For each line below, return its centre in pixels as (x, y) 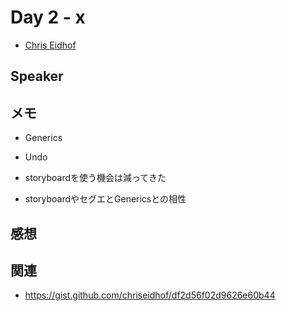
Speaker (37, 76)
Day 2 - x (48, 17)
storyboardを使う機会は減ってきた (95, 178)
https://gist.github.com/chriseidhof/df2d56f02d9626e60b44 (150, 295)
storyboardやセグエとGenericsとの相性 (105, 199)
